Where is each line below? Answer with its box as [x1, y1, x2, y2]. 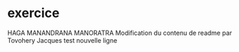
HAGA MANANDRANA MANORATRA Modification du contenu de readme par [7, 28, 233, 37]
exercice [7, 5, 60, 21]
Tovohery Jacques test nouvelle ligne [7, 36, 118, 44]
